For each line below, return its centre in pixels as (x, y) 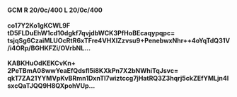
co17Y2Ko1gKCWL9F (39, 25)
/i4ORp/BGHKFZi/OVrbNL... (49, 48)
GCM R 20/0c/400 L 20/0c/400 (55, 10)
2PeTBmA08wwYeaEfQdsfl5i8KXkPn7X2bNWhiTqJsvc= (93, 71)
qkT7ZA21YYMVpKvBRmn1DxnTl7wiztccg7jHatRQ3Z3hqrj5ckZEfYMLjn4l (118, 79)
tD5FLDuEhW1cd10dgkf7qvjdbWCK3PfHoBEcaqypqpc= (91, 33)
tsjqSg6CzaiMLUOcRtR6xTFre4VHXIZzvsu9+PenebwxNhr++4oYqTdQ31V (119, 41)
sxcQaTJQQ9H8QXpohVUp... (51, 86)
